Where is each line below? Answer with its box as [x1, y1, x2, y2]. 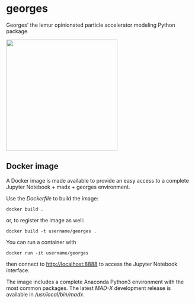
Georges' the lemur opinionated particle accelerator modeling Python [6, 21, 176, 28]
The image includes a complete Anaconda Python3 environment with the [6, 278, 184, 285]
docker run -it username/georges [6, 250, 89, 256]
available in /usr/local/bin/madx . [6, 291, 85, 298]
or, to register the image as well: [6, 216, 85, 224]
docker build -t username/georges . [6, 228, 97, 234]
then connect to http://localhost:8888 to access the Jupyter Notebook [6, 260, 178, 267]
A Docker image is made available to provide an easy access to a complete [6, 177, 190, 184]
